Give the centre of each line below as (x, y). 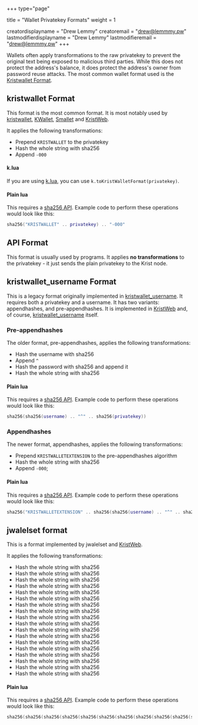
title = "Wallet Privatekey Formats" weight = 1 (61, 20)
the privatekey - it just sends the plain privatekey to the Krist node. (87, 263)
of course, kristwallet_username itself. (53, 315)
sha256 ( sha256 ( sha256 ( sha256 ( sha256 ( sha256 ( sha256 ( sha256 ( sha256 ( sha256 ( (99, 717)
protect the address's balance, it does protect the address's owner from (94, 68)
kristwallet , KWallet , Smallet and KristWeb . (58, 119)
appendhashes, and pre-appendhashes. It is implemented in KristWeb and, (97, 308)
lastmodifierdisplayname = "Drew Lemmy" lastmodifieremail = (82, 37)
